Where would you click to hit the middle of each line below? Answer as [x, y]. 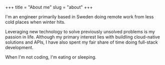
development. [19, 47]
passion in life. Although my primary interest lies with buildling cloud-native [82, 37]
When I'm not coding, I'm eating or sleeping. [51, 57]
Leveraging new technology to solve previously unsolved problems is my [80, 32]
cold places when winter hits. [35, 22]
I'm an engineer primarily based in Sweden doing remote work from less [79, 17]
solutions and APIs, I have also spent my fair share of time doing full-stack [82, 42]
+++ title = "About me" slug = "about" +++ [49, 7]
